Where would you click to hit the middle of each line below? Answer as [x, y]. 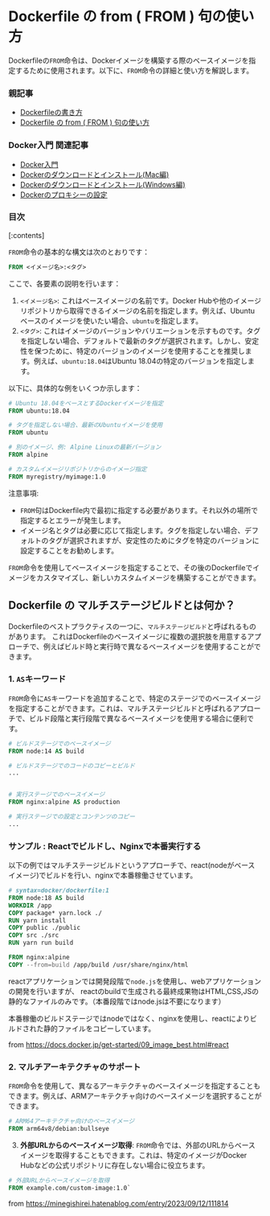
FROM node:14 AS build [46, 751]
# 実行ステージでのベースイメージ [57, 795]
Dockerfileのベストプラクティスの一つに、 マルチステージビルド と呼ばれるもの [133, 626]
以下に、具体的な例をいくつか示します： [75, 388]
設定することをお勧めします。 [69, 550]
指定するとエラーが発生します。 [73, 520]
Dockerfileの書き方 [51, 113]
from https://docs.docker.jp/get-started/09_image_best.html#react [119, 1044]
